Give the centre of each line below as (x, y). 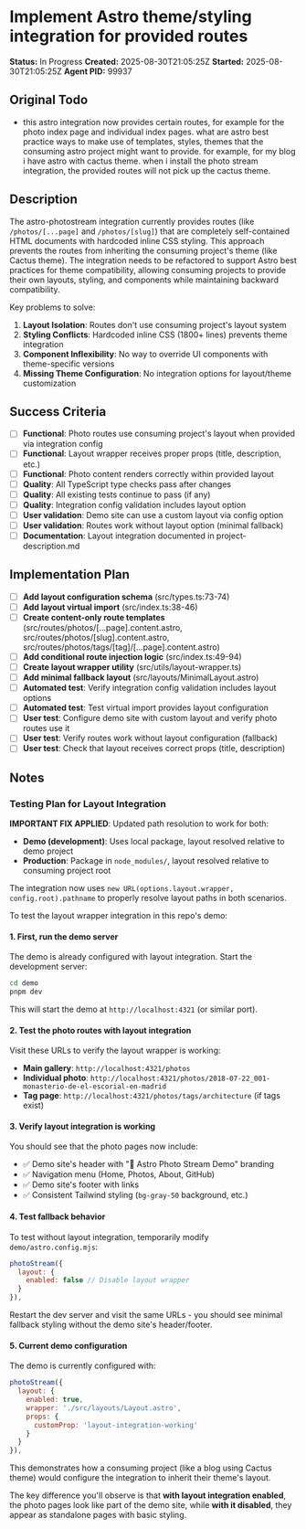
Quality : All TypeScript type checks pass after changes (127, 484)
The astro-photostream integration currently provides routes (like (132, 221)
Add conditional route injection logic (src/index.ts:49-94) (132, 656)
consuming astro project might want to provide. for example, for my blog (159, 151)
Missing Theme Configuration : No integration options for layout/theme (157, 373)
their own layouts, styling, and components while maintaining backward (144, 280)
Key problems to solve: (53, 307)
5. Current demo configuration (69, 1345)
